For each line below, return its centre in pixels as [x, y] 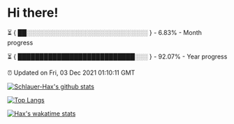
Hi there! [33, 13]
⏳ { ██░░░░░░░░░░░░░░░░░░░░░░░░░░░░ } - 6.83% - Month [105, 32]
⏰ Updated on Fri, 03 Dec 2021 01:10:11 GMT [71, 72]
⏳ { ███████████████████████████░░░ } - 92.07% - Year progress [117, 56]
